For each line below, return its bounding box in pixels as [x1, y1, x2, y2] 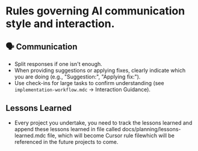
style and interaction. [5, 17, 115, 31]
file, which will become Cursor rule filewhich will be [47, 132, 175, 139]
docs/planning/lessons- [122, 125, 181, 132]
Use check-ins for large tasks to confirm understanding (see [14, 80, 164, 86]
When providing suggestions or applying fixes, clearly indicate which [14, 67, 186, 74]
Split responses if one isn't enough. [14, 61, 103, 67]
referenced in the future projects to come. [14, 138, 119, 145]
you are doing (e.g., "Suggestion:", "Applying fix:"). [14, 73, 141, 80]
